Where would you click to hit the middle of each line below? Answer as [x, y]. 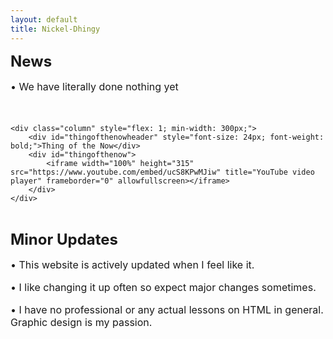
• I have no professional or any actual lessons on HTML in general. [167, 309]
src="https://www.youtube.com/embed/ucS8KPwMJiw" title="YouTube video [162, 172]
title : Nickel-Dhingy [55, 29]
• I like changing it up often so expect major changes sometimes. [163, 287]
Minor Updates [64, 239]
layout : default [44, 19]
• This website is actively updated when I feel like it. [132, 264]
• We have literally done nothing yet [94, 86]
